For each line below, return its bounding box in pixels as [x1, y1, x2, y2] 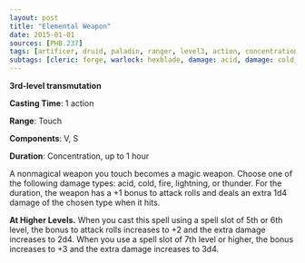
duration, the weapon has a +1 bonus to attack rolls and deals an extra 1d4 [9, 188, 288, 198]
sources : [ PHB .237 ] [9, 38, 84, 48]
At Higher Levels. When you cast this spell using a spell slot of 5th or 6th [9, 215, 283, 225]
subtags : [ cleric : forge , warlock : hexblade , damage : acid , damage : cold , [9, 55, 299, 64]
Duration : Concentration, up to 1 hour [9, 151, 150, 161]
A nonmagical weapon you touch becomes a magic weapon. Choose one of [9, 169, 293, 179]
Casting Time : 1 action [9, 98, 94, 109]
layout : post [9, 13, 59, 23]
